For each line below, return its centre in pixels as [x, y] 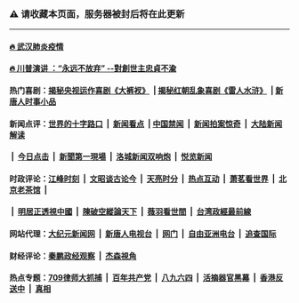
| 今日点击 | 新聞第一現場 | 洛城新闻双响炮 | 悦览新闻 [112, 156]
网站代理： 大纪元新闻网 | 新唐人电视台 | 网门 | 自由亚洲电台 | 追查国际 [143, 234]
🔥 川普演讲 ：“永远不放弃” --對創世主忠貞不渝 [93, 68]
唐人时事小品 [32, 102]
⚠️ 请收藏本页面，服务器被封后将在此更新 [97, 13]
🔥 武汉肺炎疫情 [36, 46]
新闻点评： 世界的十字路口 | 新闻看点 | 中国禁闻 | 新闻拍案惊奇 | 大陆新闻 [146, 124]
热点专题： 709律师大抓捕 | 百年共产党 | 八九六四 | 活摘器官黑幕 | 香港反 [146, 278]
